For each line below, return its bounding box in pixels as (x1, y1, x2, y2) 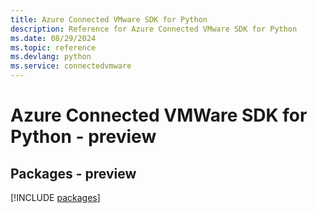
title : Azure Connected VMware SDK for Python (10, 14, 208, 25)
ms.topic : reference (10, 42, 97, 53)
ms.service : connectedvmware (10, 61, 132, 71)
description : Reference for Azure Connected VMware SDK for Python (10, 24, 298, 34)
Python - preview (10, 126, 157, 148)
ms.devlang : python (10, 52, 92, 62)
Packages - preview (10, 165, 137, 182)
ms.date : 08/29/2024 (10, 33, 97, 43)
